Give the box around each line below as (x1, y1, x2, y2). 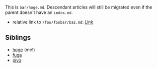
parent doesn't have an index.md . (5, 9, 73, 15)
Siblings (5, 33, 31, 42)
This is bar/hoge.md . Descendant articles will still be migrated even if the (5, 4, 153, 10)
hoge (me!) (12, 47, 35, 53)
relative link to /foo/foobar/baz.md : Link (12, 19, 93, 25)
